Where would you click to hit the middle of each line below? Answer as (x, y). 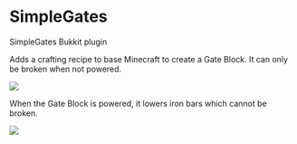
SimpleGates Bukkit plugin (58, 42)
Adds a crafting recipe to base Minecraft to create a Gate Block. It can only (148, 59)
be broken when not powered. (66, 69)
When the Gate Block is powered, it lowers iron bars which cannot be (138, 103)
